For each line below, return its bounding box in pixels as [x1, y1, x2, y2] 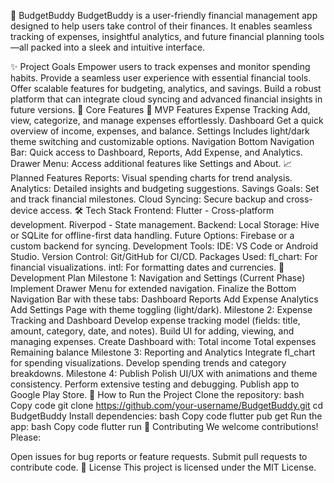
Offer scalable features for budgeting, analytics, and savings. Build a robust [10, 83, 322, 94]
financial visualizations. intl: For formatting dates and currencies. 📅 [10, 261, 285, 273]
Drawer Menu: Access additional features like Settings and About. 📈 [10, 158, 293, 169]
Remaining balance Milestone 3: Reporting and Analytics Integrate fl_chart [10, 346, 316, 358]
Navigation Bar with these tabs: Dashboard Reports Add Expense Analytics [10, 293, 319, 305]
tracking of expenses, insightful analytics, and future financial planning [10, 31, 302, 42]
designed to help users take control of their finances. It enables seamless [10, 20, 313, 32]
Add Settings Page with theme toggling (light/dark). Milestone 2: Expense [10, 304, 313, 315]
